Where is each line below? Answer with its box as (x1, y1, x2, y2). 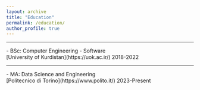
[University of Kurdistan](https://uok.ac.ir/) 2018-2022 (6, 54, 139, 61)
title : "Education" (6, 14, 55, 20)
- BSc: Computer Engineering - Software (6, 47, 106, 54)
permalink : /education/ (6, 20, 65, 26)
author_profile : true (6, 25, 60, 32)
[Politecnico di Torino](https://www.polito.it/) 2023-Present (6, 77, 151, 84)
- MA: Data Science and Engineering (6, 71, 96, 78)
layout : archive (6, 8, 46, 15)
